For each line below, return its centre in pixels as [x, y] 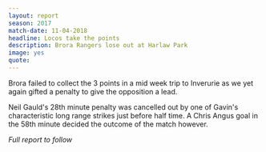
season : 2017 [30, 23]
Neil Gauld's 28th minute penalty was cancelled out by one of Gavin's [123, 107]
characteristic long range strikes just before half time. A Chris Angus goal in [133, 115]
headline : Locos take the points [64, 38]
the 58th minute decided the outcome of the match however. [108, 124]
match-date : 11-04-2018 [48, 30]
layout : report [34, 16]
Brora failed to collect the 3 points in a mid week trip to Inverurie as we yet [131, 83]
